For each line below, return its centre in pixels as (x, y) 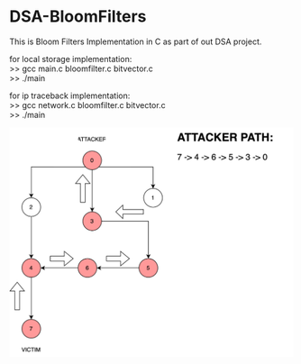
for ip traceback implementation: (70, 96)
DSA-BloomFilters (78, 17)
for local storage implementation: (71, 59)
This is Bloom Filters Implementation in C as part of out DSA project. (136, 41)
